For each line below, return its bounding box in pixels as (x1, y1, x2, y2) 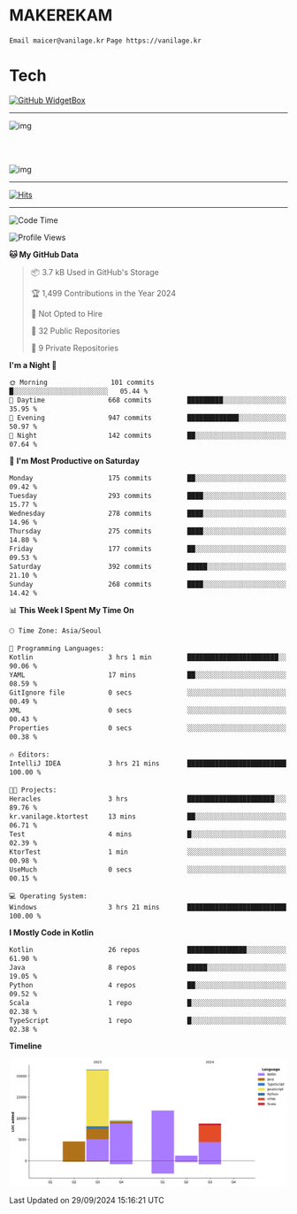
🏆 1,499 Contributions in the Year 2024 (30, 288, 177, 298)
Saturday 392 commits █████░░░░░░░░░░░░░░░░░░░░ (9, 562, 287, 571)
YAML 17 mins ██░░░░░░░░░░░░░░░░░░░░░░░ (9, 670, 287, 680)
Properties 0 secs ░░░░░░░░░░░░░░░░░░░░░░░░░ (9, 723, 287, 733)
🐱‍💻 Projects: (9, 785, 57, 795)
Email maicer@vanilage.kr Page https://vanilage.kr (9, 36, 202, 45)
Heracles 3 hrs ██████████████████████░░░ (9, 794, 287, 803)
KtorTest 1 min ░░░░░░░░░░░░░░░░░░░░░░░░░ (9, 847, 287, 857)
